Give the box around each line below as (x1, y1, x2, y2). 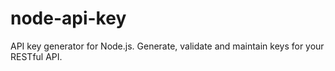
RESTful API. (10, 50, 63, 62)
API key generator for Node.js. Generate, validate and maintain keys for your (10, 40, 325, 52)
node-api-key (10, 7, 127, 30)
